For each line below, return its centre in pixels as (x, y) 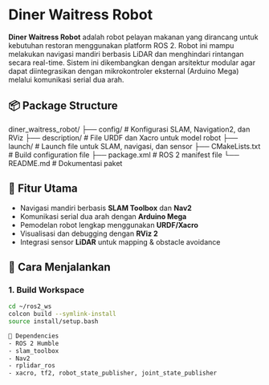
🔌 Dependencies (34, 336)
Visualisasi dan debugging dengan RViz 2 (89, 233)
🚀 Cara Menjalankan (59, 267)
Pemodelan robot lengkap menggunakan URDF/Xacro (109, 225)
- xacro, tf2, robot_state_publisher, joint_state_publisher (113, 373)
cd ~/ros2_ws (30, 306)
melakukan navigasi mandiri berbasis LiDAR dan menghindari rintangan (126, 54)
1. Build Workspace (47, 290)
